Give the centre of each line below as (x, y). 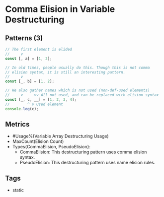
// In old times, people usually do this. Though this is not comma (78, 67)
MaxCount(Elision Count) (38, 141)
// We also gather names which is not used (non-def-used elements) (78, 90)
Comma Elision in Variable (60, 9)
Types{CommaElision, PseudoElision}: (51, 147)
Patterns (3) (24, 38)
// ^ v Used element (34, 104)
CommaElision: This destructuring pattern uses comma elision (83, 152)
